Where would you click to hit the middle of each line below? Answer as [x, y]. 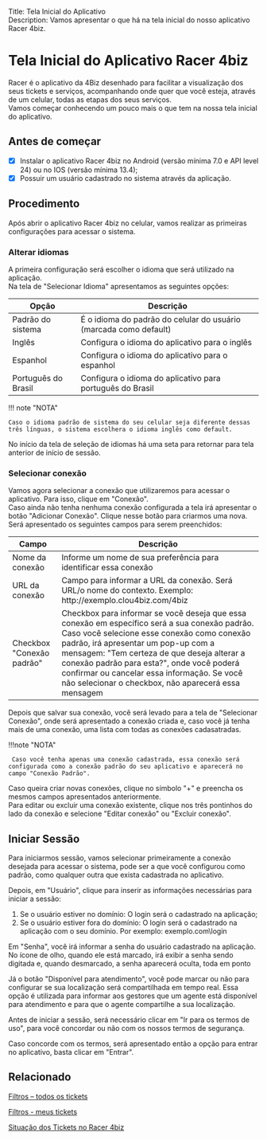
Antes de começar [55, 141]
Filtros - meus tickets [43, 1111]
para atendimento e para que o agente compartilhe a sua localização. [122, 1005]
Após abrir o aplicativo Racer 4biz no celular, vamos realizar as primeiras [128, 223]
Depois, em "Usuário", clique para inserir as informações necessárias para [130, 891]
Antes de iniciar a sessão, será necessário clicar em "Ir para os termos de [129, 1020]
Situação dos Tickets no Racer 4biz [66, 1127]
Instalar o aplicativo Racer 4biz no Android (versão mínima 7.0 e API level [139, 161]
